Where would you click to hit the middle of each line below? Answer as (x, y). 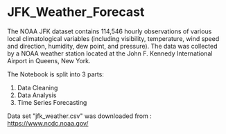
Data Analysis (37, 95)
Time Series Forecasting (52, 102)
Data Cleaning (37, 87)
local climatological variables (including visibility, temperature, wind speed (113, 38)
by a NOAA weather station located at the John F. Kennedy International (110, 53)
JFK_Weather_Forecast (76, 12)
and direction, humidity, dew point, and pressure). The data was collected (112, 46)
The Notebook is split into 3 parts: (55, 74)
